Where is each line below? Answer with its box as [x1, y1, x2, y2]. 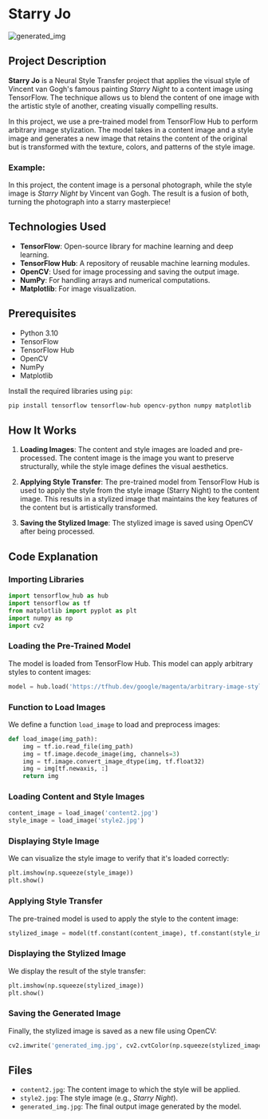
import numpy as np [8, 614, 73, 622]
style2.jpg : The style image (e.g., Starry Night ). [19, 1093, 178, 1103]
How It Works [8, 423, 77, 437]
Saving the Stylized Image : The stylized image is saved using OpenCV [19, 518, 254, 528]
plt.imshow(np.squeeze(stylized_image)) [8, 982, 145, 990]
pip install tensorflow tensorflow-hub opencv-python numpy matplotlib [8, 401, 251, 410]
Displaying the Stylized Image [8, 948, 126, 959]
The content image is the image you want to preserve [58, 453, 235, 463]
